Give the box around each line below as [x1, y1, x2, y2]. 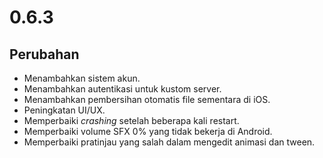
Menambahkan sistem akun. [23, 72, 141, 84]
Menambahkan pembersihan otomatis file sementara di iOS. [23, 94, 271, 105]
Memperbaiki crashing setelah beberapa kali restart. [23, 115, 240, 126]
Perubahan [9, 46, 80, 63]
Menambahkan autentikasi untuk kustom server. [23, 83, 222, 95]
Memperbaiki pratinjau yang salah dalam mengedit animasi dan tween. [23, 136, 316, 148]
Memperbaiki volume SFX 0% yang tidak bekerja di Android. [23, 126, 273, 137]
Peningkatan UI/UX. [23, 104, 106, 116]
